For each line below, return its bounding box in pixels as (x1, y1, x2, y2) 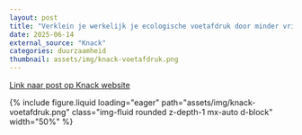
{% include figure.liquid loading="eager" (9, 97, 160, 108)
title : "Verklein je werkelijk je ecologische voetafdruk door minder (9, 22, 280, 31)
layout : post (9, 13, 58, 22)
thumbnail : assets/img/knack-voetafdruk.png (9, 55, 179, 64)
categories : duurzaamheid (9, 47, 106, 56)
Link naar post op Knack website (9, 80, 130, 90)
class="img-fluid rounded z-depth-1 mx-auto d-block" (71, 107, 273, 117)
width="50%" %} (9, 116, 74, 127)
